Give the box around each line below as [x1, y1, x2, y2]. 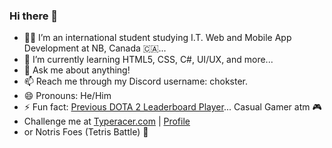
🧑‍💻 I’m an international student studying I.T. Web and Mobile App [23, 32, 292, 44]
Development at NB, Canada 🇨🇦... [23, 42, 167, 54]
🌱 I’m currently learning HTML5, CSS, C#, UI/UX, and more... [23, 54, 274, 66]
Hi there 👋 [9, 9, 59, 23]
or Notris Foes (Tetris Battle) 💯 [23, 126, 149, 138]
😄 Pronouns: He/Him [23, 90, 112, 102]
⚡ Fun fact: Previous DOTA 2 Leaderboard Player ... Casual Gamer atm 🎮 [23, 101, 322, 113]
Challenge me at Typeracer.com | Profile [23, 115, 191, 128]
